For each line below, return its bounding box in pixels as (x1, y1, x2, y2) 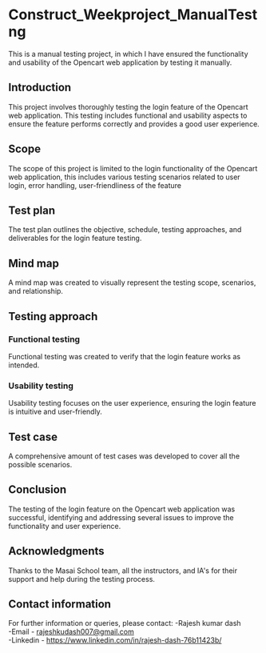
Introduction (8, 81, 72, 94)
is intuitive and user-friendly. (8, 407, 102, 417)
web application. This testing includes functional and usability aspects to (8, 110, 248, 120)
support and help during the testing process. (8, 574, 156, 583)
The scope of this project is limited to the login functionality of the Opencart (8, 163, 258, 173)
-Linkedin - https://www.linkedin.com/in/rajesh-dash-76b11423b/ (8, 635, 222, 645)
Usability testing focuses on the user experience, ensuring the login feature (8, 399, 256, 408)
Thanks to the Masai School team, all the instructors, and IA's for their (8, 566, 238, 575)
